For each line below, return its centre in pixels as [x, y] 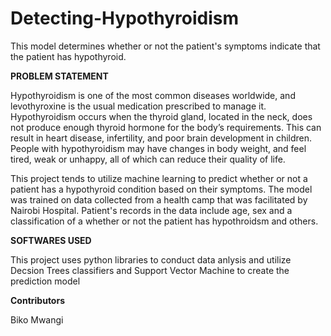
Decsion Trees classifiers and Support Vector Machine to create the [150, 270]
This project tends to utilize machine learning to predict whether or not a [159, 178]
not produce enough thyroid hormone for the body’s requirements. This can [166, 127]
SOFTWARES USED [51, 240]
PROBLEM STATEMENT [59, 76]
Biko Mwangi [37, 319]
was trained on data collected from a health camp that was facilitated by [159, 199]
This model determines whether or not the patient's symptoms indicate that [165, 46]
